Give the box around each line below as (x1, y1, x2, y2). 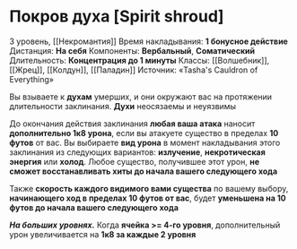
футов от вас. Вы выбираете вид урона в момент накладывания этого (9, 137, 281, 148)
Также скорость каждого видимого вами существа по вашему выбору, (9, 183, 289, 193)
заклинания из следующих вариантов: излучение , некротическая (9, 146, 266, 158)
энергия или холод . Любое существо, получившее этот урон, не (9, 156, 260, 167)
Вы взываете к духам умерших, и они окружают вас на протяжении (9, 91, 272, 102)
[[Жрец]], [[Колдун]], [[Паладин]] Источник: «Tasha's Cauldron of (9, 64, 258, 75)
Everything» (9, 73, 54, 84)
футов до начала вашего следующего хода (9, 202, 179, 212)
